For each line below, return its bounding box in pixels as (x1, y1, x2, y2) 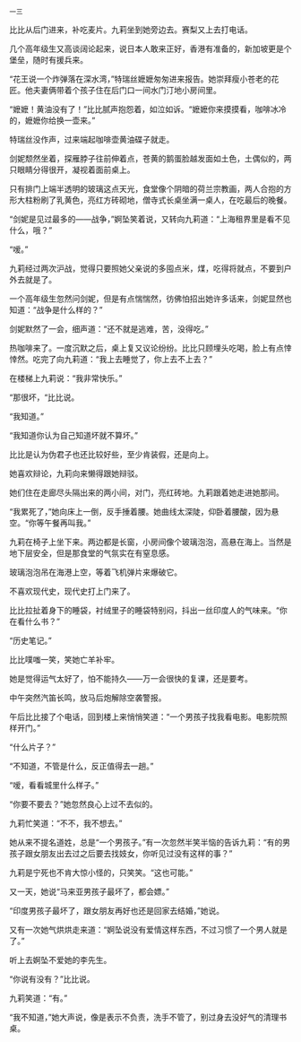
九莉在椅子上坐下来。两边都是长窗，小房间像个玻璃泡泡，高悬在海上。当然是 (9, 536, 292, 547)
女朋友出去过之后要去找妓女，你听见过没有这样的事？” (32, 848, 233, 858)
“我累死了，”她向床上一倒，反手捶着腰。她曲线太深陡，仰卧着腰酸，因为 (9, 507, 271, 517)
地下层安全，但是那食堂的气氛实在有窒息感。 (9, 548, 175, 558)
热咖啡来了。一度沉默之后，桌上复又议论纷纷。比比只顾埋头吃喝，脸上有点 (9, 343, 284, 353)
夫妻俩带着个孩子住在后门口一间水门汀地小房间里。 (32, 85, 221, 95)
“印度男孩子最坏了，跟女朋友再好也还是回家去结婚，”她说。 (9, 906, 225, 916)
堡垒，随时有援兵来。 (9, 55, 88, 65)
